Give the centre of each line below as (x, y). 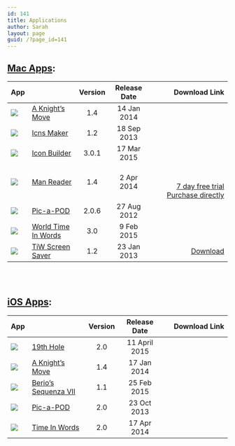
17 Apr (140, 423)
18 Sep (129, 128)
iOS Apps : (30, 302)
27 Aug (129, 206)
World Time (51, 226)
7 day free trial (200, 186)
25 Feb (140, 382)
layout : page (26, 33)
